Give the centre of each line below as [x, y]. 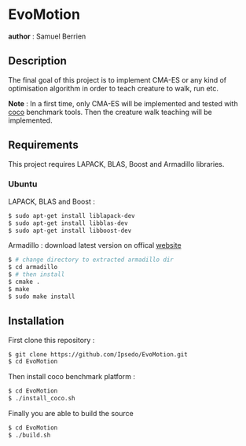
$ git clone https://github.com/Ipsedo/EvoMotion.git [98, 354]
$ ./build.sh [29, 435]
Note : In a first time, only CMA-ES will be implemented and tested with [123, 103]
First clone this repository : [51, 340]
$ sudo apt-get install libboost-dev [70, 230]
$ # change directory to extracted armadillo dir [91, 260]
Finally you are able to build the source [71, 414]
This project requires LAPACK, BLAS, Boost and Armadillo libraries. [116, 164]
